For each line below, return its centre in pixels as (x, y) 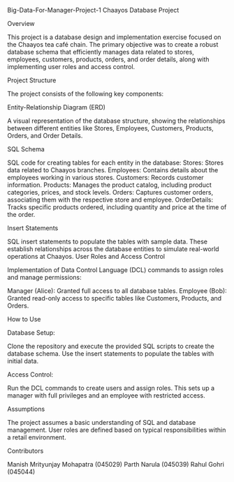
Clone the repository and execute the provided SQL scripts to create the (111, 346)
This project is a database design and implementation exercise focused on (114, 37)
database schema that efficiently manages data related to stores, (101, 52)
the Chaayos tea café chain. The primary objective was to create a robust (113, 44)
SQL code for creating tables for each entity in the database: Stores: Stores (116, 163)
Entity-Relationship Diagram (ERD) (57, 107)
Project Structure (32, 80)
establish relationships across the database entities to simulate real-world (113, 249)
